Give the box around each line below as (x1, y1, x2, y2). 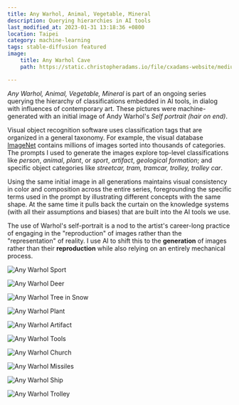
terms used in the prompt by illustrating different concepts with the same (7, 192, 221, 201)
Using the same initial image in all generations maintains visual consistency (7, 177, 228, 186)
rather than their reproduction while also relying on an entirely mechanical (7, 243, 225, 253)
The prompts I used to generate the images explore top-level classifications (7, 148, 229, 157)
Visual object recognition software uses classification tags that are (7, 125, 203, 134)
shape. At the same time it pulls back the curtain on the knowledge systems (7, 200, 229, 209)
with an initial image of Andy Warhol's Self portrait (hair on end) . (38, 112, 228, 120)
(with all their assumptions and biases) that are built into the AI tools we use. (7, 207, 231, 216)
